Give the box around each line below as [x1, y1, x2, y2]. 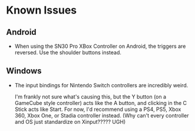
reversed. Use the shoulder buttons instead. [14, 49, 122, 56]
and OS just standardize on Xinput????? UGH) [14, 118, 126, 125]
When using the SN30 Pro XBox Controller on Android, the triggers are [14, 42, 186, 50]
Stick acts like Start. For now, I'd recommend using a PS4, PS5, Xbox [14, 106, 181, 113]
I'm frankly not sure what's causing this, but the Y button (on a [14, 93, 167, 100]
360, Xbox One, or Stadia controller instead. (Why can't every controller [14, 112, 189, 119]
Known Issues [6, 4, 77, 17]
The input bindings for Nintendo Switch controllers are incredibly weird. [14, 81, 189, 89]
